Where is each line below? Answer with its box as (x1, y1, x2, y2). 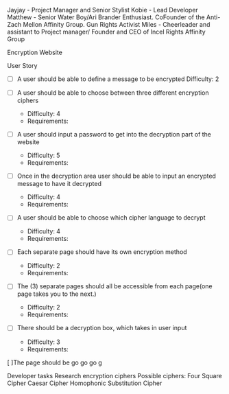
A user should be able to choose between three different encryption (16, 89, 209, 97)
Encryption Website (7, 48, 63, 56)
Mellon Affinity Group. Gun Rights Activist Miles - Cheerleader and (23, 21, 210, 28)
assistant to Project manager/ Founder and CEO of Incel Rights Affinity (7, 27, 206, 36)
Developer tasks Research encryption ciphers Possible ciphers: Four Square (7, 371, 223, 380)
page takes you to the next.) (16, 290, 97, 298)
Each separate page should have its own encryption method (16, 248, 187, 256)
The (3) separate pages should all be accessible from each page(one (16, 282, 213, 290)
